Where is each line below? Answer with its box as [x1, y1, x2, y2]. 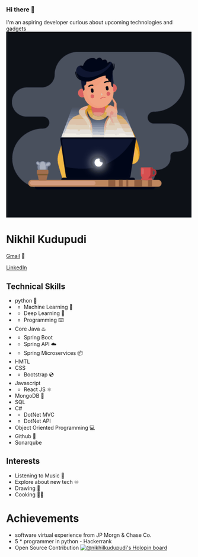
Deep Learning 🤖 [23, 310, 65, 317]
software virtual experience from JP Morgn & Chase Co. [14, 531, 152, 539]
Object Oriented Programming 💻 [14, 424, 95, 432]
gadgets [6, 25, 27, 32]
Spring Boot [23, 334, 53, 341]
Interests [6, 456, 40, 466]
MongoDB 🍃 [14, 392, 44, 399]
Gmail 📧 [6, 253, 25, 260]
